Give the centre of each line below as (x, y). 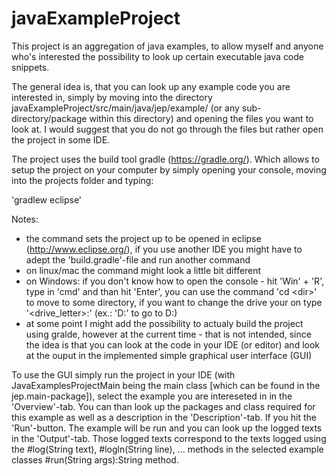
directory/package (49, 118)
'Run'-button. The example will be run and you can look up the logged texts (167, 428)
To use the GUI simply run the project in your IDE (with (123, 374)
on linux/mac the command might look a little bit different (143, 270)
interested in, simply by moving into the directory (112, 97)
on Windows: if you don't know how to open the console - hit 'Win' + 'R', (175, 281)
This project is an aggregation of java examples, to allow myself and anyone (167, 46)
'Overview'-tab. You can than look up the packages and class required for (163, 406)
